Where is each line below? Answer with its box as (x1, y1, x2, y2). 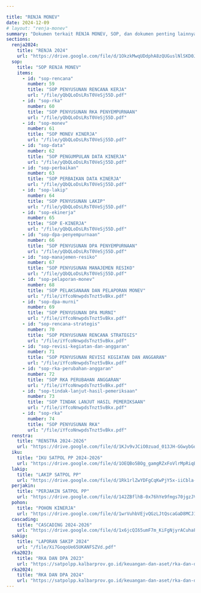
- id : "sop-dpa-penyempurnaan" (22, 232, 100, 238)
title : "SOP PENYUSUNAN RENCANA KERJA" (28, 86, 127, 93)
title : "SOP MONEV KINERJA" (28, 131, 98, 137)
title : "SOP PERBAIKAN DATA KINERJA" (28, 176, 121, 182)
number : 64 (28, 193, 55, 199)
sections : (6, 37, 31, 43)
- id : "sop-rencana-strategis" (22, 321, 100, 327)
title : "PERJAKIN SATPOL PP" (17, 489, 90, 495)
